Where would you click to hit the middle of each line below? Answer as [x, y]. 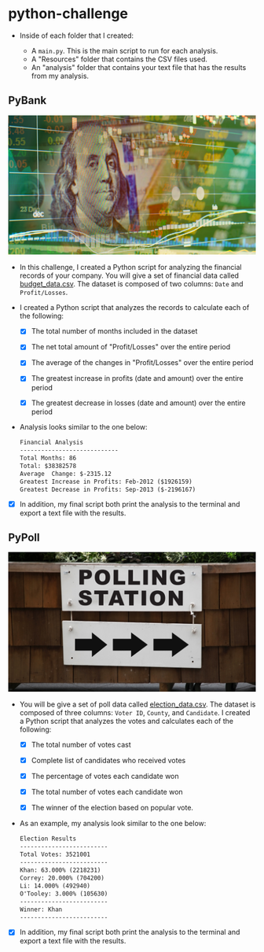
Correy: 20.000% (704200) [62, 878]
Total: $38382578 [48, 466]
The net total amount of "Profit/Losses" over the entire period [130, 347]
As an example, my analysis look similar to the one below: [113, 824]
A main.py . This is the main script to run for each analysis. [125, 50]
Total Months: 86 [48, 458]
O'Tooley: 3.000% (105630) [64, 894]
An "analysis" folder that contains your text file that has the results [139, 67]
